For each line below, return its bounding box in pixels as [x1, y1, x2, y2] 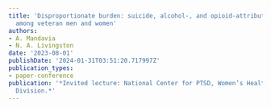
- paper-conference [8, 72, 74, 80]
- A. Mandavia [8, 34, 56, 43]
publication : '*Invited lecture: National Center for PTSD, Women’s [8, 79, 244, 87]
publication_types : [8, 64, 74, 72]
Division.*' [15, 86, 56, 95]
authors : [8, 27, 38, 35]
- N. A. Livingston [8, 42, 74, 50]
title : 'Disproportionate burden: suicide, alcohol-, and [8, 11, 207, 20]
